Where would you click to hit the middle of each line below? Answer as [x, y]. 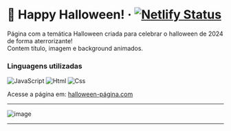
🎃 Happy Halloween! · [69, 15]
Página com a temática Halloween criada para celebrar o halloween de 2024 [115, 34]
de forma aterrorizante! [40, 40]
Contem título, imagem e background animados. [75, 48]
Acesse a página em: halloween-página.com [70, 94]
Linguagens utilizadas [45, 66]
